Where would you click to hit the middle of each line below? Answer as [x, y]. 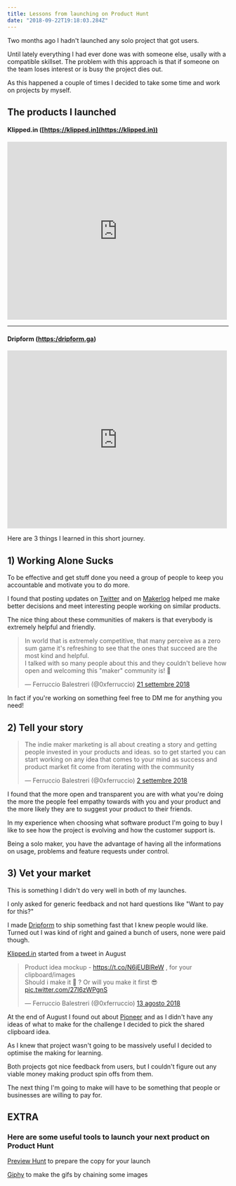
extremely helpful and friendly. [52, 627]
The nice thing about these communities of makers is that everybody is [110, 620]
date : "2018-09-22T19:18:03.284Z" [58, 20]
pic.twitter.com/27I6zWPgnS [66, 989]
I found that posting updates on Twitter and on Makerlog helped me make [113, 599]
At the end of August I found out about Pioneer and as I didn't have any [110, 1017]
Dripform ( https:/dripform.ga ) [52, 339]
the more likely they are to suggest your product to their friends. [100, 808]
